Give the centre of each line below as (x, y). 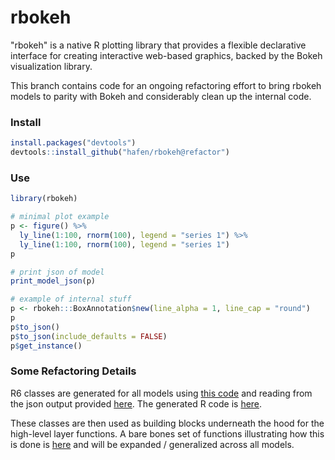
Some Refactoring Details (73, 371)
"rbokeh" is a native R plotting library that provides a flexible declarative (158, 45)
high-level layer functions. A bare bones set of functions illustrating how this (167, 433)
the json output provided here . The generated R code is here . (136, 403)
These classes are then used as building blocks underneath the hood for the (167, 423)
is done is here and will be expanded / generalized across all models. (152, 444)
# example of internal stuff (71, 299)
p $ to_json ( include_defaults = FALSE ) (89, 336)
